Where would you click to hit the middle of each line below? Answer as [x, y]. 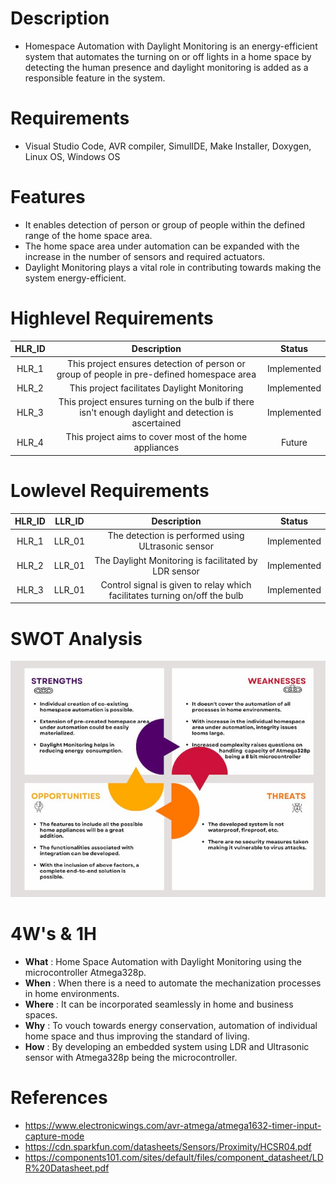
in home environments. [72, 994]
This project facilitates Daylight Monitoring [156, 388]
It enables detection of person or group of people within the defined [165, 224]
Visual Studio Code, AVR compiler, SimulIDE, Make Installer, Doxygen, [168, 146]
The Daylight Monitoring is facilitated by [176, 560]
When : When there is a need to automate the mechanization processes [173, 983]
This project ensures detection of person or [156, 363]
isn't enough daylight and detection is [156, 412]
